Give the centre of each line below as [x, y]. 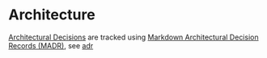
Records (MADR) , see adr [51, 45]
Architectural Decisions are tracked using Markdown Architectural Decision [133, 37]
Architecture [52, 15]
